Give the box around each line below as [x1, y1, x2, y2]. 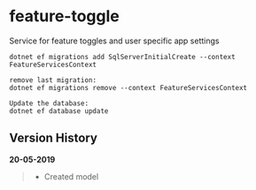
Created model [43, 171, 99, 182]
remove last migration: [9, 75, 97, 85]
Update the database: [9, 99, 89, 108]
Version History [9, 131, 97, 146]
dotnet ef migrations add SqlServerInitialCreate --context [9, 52, 237, 61]
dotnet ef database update [9, 106, 109, 116]
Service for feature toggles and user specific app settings [9, 35, 220, 46]
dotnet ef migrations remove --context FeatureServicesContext [9, 83, 248, 92]
